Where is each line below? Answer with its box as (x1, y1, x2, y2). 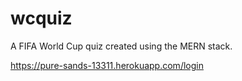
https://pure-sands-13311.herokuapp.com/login (10, 59, 204, 71)
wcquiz (10, 7, 73, 30)
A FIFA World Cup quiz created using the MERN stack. (10, 40, 233, 52)
